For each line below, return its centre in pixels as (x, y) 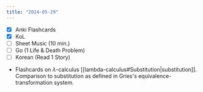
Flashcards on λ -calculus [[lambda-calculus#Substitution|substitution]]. (106, 69)
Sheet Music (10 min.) (42, 43)
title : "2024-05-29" (33, 12)
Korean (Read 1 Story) (42, 57)
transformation (34, 82)
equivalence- (155, 76)
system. (64, 82)
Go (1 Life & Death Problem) (50, 50)
